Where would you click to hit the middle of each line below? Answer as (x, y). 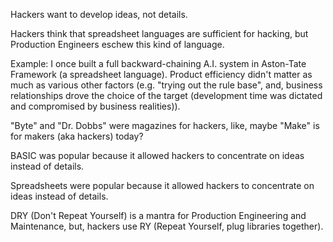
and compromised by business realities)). (95, 106)
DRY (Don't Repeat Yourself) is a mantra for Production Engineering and (158, 215)
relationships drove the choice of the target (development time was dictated (166, 95)
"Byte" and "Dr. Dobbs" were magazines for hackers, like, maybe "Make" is (165, 125)
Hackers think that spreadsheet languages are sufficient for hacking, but (159, 33)
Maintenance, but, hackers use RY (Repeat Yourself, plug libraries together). (167, 226)
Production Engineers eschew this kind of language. (117, 44)
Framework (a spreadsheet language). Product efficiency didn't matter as (161, 74)
